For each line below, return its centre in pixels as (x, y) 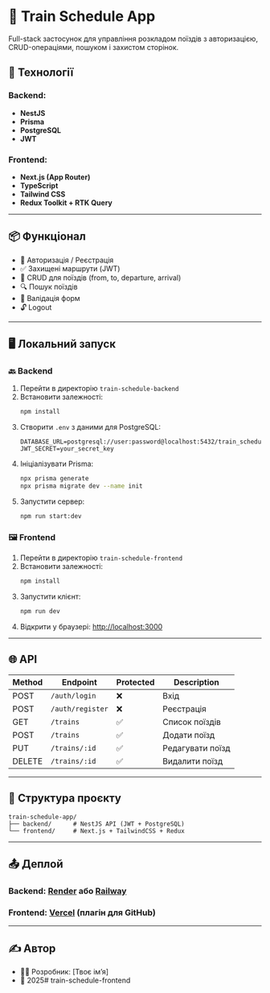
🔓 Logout (36, 307)
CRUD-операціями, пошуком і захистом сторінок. (94, 47)
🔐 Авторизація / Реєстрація (67, 260)
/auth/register (80, 709)
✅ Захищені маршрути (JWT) (70, 268)
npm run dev (40, 612)
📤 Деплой (36, 864)
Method (28, 682)
